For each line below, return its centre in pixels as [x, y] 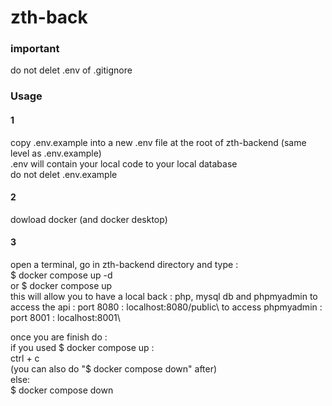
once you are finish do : [59, 337]
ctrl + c [25, 358]
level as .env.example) [56, 153]
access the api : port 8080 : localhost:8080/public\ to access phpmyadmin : [166, 307]
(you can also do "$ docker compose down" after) [114, 369]
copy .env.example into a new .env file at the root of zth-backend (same [158, 142]
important [35, 49]
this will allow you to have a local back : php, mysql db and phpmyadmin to [164, 297]
